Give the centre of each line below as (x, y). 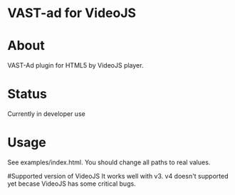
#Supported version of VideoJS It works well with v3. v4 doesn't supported (118, 176)
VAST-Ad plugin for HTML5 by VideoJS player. (75, 65)
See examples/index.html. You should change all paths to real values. (109, 162)
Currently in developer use (46, 114)
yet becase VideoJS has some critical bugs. (72, 184)
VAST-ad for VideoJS (72, 13)
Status (27, 94)
